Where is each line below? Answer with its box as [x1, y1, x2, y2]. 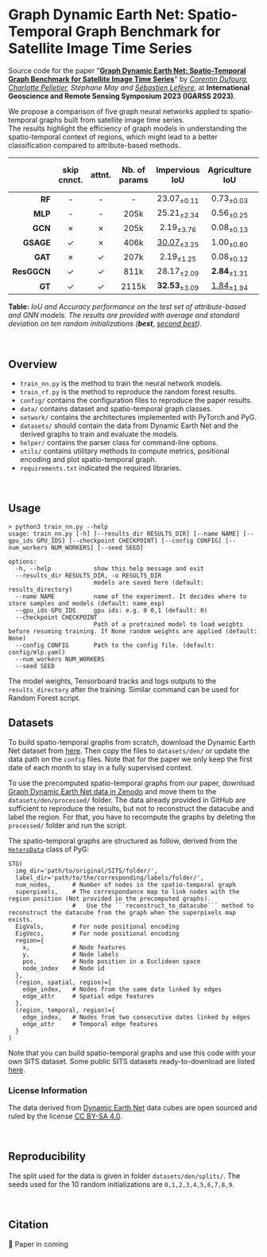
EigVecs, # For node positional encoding [15, 930, 180, 938]
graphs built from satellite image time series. [39, 115, 185, 124]
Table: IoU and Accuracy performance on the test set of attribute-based [8, 302, 246, 311]
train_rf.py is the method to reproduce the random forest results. [19, 387, 237, 397]
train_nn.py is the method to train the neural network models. [19, 378, 222, 388]
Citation [8, 1218, 49, 1232]
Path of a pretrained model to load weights [93, 620, 244, 628]
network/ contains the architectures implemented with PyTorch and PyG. [19, 413, 257, 422]
